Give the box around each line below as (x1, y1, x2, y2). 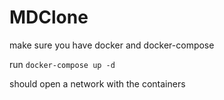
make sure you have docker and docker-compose (9, 39, 215, 51)
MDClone (9, 6, 89, 29)
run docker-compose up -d (9, 58, 116, 70)
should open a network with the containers (9, 77, 186, 90)
